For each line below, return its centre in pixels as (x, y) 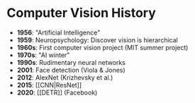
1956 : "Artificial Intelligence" (58, 32)
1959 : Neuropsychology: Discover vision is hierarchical (97, 40)
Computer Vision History (82, 13)
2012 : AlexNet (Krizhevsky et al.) (65, 77)
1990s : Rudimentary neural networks (71, 62)
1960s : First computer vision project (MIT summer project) (102, 47)
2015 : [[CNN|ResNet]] (49, 85)
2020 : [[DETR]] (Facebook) (57, 92)
